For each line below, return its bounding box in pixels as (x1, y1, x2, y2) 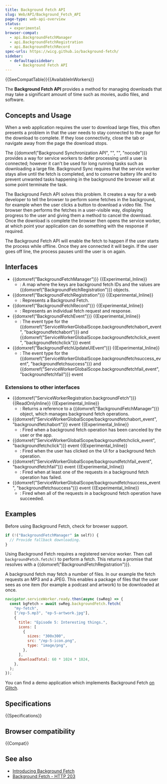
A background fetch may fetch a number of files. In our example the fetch (5, 571, 156, 577)
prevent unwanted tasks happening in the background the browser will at (5, 176, 155, 182)
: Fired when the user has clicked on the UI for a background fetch (19, 448, 156, 454)
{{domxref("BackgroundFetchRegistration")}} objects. (19, 287, 130, 293)
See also (5, 755, 32, 763)
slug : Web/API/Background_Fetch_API (5, 12, 81, 17)
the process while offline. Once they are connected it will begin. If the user (5, 243, 158, 249)
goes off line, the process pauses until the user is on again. (5, 248, 126, 254)
